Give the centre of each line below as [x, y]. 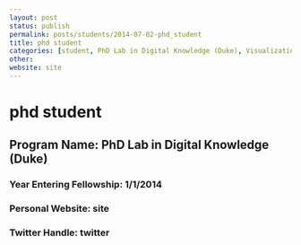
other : [21, 59]
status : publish [39, 26]
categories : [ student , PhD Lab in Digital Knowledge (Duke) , [126, 51]
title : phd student [46, 43]
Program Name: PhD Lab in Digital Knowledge [139, 145]
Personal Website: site [59, 209]
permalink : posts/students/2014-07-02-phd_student [106, 34]
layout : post [34, 17]
